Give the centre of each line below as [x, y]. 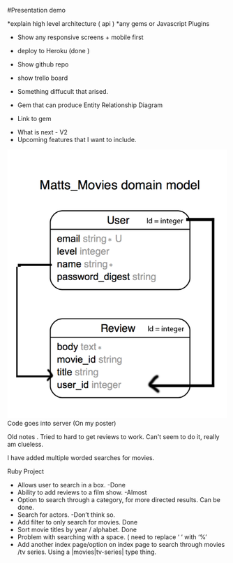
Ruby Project [25, 471]
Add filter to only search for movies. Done [77, 522]
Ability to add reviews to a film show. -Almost [82, 492]
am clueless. [25, 445]
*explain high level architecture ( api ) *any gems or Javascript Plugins [108, 23]
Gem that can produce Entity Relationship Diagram [90, 105]
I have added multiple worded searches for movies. [81, 458]
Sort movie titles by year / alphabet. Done [77, 530]
